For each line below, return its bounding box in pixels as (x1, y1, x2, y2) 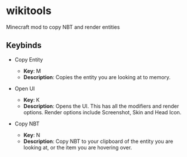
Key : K (23, 96, 40, 103)
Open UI (14, 85, 35, 92)
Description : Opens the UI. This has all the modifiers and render (23, 103, 179, 110)
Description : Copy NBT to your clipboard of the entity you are (23, 138, 173, 145)
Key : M (23, 67, 41, 74)
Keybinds (6, 40, 42, 50)
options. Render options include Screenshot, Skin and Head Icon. (23, 108, 182, 115)
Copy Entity (14, 56, 43, 63)
